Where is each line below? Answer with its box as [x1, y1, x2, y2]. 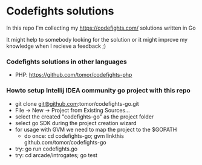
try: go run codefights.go [15, 145, 77, 152]
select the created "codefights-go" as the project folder [15, 113, 154, 120]
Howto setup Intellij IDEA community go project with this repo [6, 86, 191, 95]
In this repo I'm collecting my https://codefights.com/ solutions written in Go [6, 24, 196, 31]
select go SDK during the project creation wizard [15, 119, 137, 126]
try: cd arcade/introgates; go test [15, 151, 98, 158]
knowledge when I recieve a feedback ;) [6, 42, 106, 50]
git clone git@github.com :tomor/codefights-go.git [15, 100, 139, 107]
